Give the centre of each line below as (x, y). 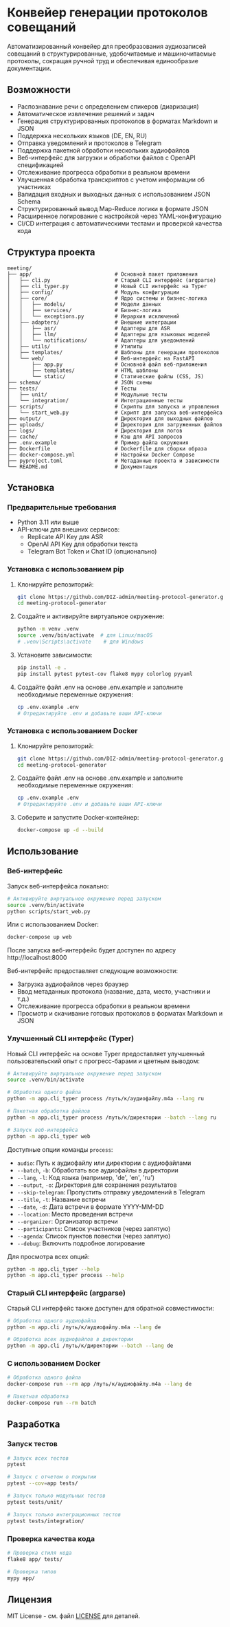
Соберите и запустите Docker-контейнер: (78, 818)
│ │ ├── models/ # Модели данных (84, 304)
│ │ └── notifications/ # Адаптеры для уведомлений (101, 340)
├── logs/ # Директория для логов (95, 430)
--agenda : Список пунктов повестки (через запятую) (94, 1236)
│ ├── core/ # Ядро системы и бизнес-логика (107, 298)
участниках (34, 186)
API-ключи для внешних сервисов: (68, 529)
